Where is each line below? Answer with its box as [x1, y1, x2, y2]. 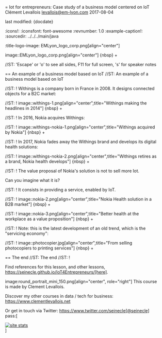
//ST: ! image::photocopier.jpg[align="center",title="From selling [5, 240, 132, 246]
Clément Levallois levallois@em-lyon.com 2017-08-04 [5, 9, 114, 15]
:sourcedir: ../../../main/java [5, 34, 59, 39]
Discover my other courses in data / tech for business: [5, 293, 113, 299]
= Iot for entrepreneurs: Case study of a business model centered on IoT [5, 4, 150, 10]
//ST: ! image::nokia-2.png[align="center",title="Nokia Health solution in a [5, 196, 152, 202]
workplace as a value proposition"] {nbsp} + [5, 216, 94, 222]
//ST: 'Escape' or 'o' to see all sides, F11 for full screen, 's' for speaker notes [5, 62, 157, 67]
